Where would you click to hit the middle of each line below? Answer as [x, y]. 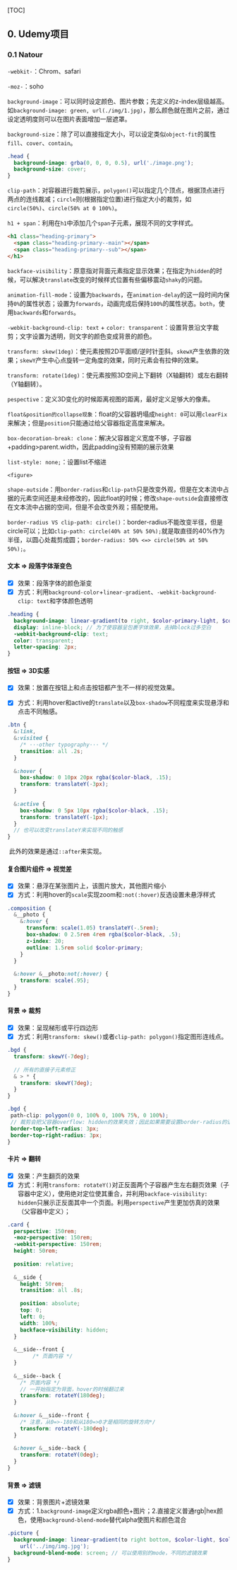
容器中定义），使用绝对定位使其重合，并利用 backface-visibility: [113, 1193]
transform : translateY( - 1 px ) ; [65, 817]
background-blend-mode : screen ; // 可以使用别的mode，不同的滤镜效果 [110, 1553]
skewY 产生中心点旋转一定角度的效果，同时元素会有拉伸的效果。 [111, 360]
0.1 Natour [25, 55]
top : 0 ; [31, 1310]
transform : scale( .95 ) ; [55, 981]
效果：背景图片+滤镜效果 [54, 1502]
